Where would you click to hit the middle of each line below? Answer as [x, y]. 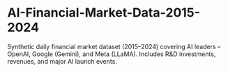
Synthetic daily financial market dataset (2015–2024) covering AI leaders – [114, 46]
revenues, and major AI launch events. [62, 61]
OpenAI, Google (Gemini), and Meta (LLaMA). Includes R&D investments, [112, 54]
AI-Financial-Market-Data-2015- [104, 13]
